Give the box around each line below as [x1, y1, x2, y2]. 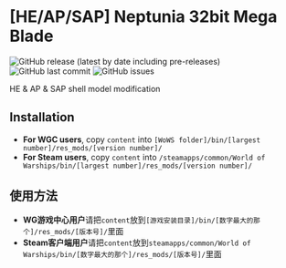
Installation [9, 109, 75, 125]
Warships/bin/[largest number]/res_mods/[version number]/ [22, 161, 253, 170]
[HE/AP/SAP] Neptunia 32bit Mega [9, 6, 278, 27]
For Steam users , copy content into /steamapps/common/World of [22, 151, 266, 162]
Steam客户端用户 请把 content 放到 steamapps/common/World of [22, 237, 251, 248]
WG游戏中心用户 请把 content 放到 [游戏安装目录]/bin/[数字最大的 [22, 214, 254, 225]
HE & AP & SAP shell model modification [9, 83, 161, 94]
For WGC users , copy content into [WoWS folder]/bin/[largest [22, 134, 261, 145]
